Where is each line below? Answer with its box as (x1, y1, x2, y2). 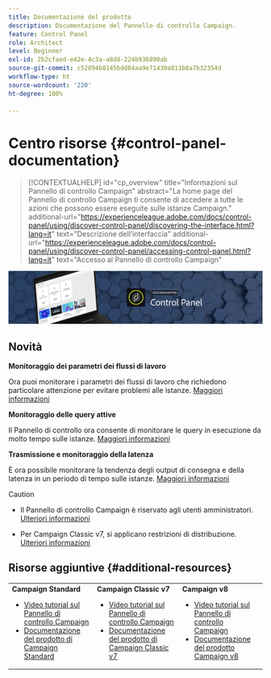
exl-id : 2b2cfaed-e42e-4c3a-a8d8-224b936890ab (8, 56, 168, 64)
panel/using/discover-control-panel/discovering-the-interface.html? (27, 220, 255, 230)
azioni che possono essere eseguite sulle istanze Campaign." (27, 203, 232, 213)
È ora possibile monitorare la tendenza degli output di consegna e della (8, 465, 244, 475)
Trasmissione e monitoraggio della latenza (8, 449, 154, 459)
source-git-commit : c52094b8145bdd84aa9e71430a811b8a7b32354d (8, 65, 222, 73)
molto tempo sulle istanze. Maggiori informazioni (8, 433, 171, 443)
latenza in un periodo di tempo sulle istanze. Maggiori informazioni (8, 473, 230, 483)
